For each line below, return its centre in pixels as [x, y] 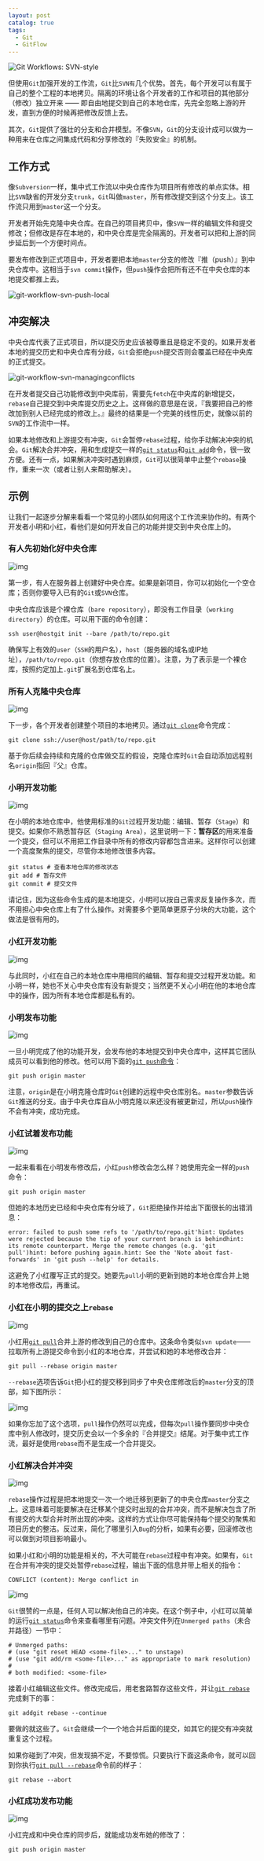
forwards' [24, 1260]
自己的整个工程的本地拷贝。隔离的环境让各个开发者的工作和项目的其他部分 [128, 93]
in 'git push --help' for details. [101, 1260]
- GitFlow [31, 45]
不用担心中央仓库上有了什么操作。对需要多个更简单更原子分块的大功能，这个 [132, 909]
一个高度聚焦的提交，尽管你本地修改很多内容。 [84, 851]
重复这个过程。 [32, 1738]
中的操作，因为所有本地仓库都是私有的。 [73, 995]
